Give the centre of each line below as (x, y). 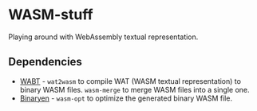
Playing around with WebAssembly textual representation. (103, 37)
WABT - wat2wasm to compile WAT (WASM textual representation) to (130, 81)
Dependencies (45, 62)
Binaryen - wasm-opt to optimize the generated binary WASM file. (126, 98)
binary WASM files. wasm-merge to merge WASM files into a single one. (134, 89)
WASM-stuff (51, 15)
